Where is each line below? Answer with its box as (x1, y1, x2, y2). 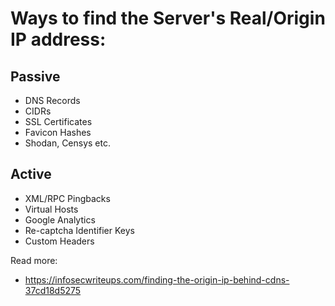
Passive (10, 68, 61, 85)
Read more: (10, 254, 58, 266)
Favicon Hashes (24, 127, 92, 138)
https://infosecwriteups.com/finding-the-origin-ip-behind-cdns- (24, 273, 290, 286)
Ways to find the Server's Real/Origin (10, 7, 326, 30)
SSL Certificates (24, 116, 93, 127)
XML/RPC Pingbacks (24, 192, 111, 204)
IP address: (10, 28, 107, 51)
